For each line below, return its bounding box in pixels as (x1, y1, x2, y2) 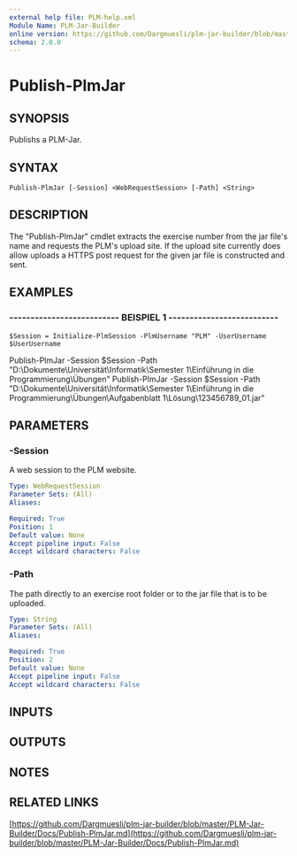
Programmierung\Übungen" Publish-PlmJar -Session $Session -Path (9, 374, 261, 384)
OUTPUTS (9, 735, 66, 750)
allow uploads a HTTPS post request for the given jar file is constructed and (9, 250, 286, 260)
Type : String (9, 614, 57, 624)
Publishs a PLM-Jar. (9, 135, 82, 145)
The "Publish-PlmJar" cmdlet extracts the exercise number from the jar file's (9, 231, 288, 242)
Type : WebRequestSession (9, 482, 101, 491)
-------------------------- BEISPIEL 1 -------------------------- (9, 312, 279, 324)
